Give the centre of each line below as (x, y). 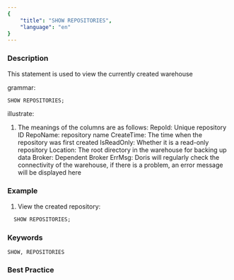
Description (28, 59)
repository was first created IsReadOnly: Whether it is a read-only (113, 143)
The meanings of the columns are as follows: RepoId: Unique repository (122, 127)
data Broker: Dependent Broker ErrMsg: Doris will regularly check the (118, 158)
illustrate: (21, 114)
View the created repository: (59, 206)
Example (23, 191)
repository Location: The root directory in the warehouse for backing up (122, 150)
